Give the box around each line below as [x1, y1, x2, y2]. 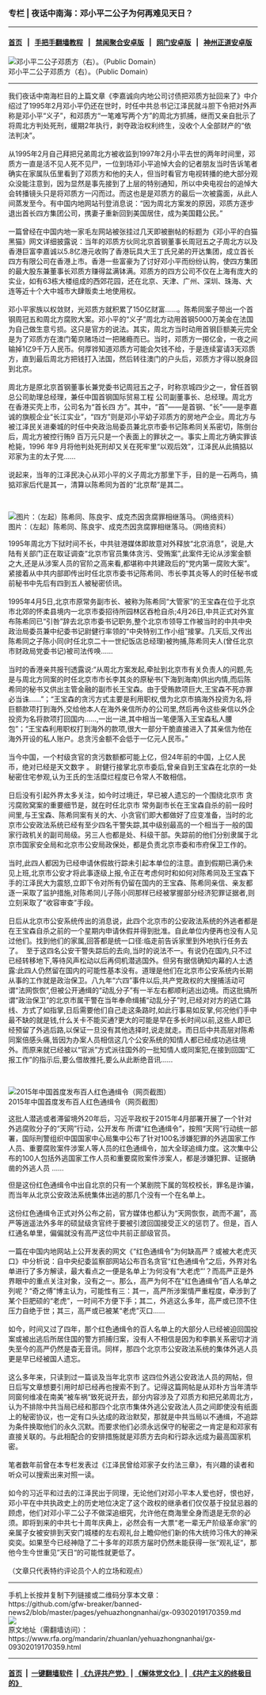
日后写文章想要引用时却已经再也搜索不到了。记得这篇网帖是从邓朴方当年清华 [8, 1382, 258, 1392]
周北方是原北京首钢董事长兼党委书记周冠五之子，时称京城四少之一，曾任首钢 [8, 382, 258, 391]
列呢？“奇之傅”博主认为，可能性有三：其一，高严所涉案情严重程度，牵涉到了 [8, 1286, 257, 1296]
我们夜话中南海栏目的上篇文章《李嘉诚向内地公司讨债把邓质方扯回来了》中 [8, 90, 251, 101]
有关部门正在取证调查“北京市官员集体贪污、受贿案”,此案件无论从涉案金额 [14, 548, 252, 558]
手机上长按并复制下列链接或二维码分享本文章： [8, 1590, 161, 1599]
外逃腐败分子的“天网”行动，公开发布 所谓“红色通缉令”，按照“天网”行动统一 [8, 1124, 251, 1133]
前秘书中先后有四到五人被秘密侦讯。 [8, 578, 127, 588]
